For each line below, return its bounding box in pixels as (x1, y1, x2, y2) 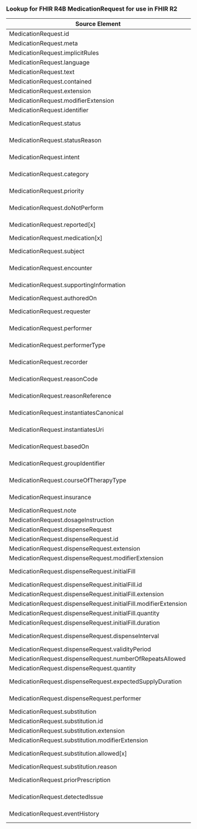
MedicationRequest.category (9, 170, 89, 178)
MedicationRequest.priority (9, 187, 84, 195)
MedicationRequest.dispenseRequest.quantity (9, 664, 136, 673)
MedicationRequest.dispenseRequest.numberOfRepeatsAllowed (9, 655, 186, 663)
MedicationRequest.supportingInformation (9, 281, 126, 289)
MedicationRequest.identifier (9, 106, 89, 115)
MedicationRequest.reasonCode (9, 375, 98, 383)
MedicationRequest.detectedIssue (9, 793, 104, 801)
